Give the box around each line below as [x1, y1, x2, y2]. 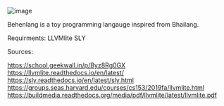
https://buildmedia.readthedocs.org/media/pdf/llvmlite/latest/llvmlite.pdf [7, 91, 217, 99]
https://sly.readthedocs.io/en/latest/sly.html [7, 76, 134, 84]
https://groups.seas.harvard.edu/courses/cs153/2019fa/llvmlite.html [7, 84, 204, 91]
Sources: [7, 48, 34, 55]
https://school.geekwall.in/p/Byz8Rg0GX [7, 61, 126, 69]
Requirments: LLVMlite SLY [7, 34, 86, 42]
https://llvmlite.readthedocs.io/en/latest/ [7, 69, 125, 77]
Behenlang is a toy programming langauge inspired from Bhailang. [7, 20, 199, 28]
